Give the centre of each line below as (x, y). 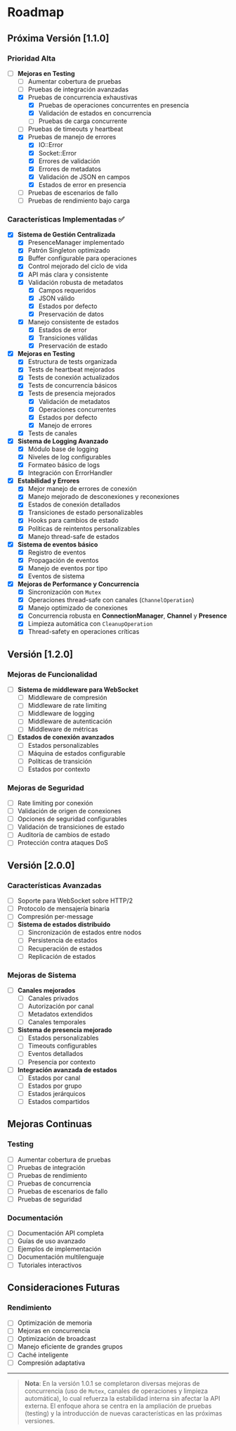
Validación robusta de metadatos (76, 282)
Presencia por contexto (62, 1062)
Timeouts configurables (62, 1046)
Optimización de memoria (55, 1323)
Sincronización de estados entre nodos (85, 932)
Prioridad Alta (32, 58)
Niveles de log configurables (69, 457)
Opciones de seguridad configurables (72, 819)
